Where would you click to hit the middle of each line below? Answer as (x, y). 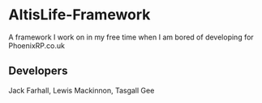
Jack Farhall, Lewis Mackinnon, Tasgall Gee (82, 90)
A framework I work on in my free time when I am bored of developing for (131, 37)
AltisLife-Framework (79, 15)
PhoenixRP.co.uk (37, 45)
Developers (38, 71)
